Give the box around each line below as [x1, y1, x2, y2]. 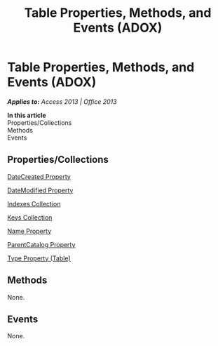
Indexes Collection [7, 199, 61, 208]
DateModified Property [7, 186, 74, 194]
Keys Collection [7, 213, 53, 222]
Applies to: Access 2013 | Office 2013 [7, 97, 117, 106]
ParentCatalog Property [7, 240, 76, 248]
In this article [7, 111, 47, 119]
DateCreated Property [7, 172, 71, 180]
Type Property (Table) [7, 254, 71, 262]
